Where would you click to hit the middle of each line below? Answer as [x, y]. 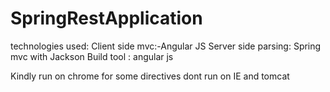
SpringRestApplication [106, 18]
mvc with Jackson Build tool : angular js [92, 56]
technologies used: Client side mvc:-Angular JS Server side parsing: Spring [166, 46]
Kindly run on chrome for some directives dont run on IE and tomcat [150, 76]
